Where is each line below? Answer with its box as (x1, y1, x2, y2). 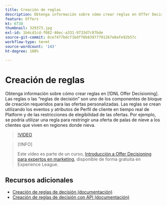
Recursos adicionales (5, 176, 74, 184)
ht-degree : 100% (5, 49, 39, 53)
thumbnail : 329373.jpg (5, 26, 52, 31)
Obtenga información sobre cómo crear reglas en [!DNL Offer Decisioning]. (5, 91, 159, 97)
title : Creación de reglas (5, 7, 61, 12)
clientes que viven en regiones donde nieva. (5, 122, 96, 128)
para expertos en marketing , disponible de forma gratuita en (17, 156, 141, 162)
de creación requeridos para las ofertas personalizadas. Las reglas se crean (5, 101, 161, 107)
